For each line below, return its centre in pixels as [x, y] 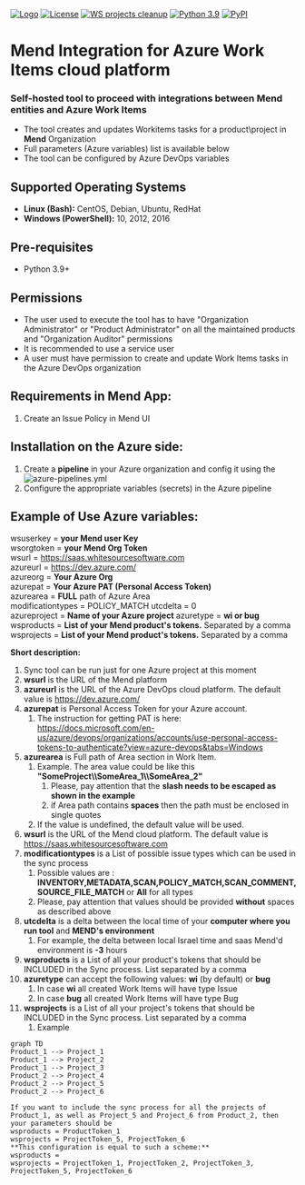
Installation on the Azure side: [97, 447]
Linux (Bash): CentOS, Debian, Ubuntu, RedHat [112, 209]
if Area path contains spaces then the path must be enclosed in [170, 805]
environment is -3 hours [82, 951]
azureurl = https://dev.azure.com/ [74, 567]
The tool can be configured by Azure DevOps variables [126, 158]
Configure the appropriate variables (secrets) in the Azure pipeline [148, 488]
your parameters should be [61, 1124]
